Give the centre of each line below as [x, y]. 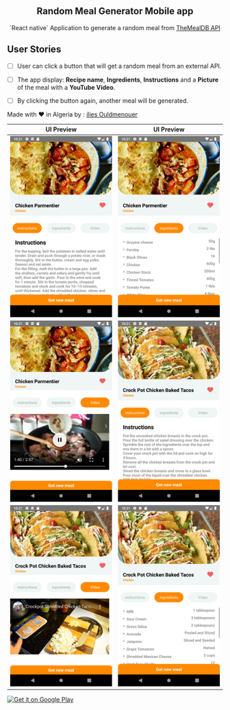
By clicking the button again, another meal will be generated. [103, 100]
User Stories [34, 50]
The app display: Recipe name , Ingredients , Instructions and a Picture [118, 79]
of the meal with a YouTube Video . [66, 87]
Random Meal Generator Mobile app [115, 11]
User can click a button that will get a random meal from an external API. [119, 66]
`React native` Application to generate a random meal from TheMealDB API [115, 27]
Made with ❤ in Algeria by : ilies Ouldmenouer [73, 114]
